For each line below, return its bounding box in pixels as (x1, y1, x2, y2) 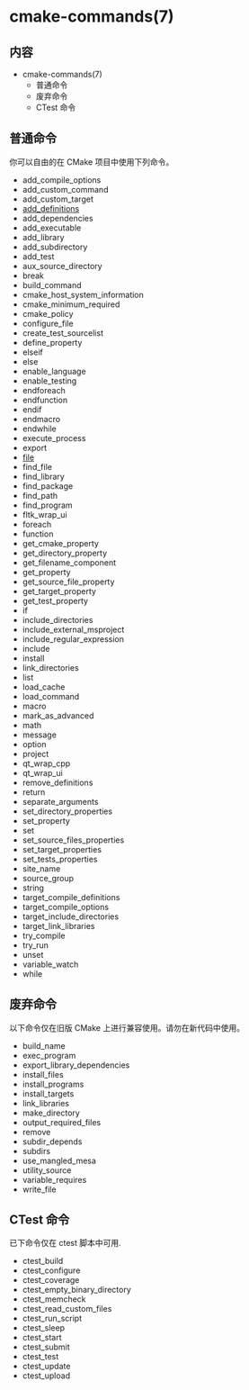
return (22, 786, 46, 798)
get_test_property (22, 595, 88, 606)
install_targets (22, 1088, 75, 1099)
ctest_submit (22, 1341, 70, 1352)
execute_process (22, 432, 86, 443)
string (22, 882, 45, 893)
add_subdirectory (22, 241, 88, 252)
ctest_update (22, 1361, 71, 1372)
